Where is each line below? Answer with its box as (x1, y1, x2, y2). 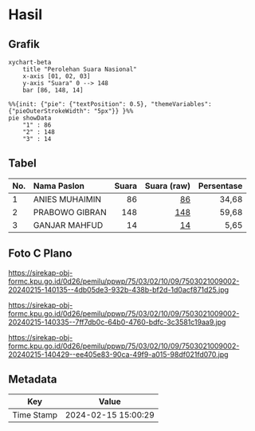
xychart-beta (8, 58, 52, 66)
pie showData (8, 114, 52, 122)
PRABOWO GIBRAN (33, 206, 107, 217)
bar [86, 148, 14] (22, 86, 84, 94)
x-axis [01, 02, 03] (22, 72, 91, 80)
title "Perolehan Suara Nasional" (22, 65, 137, 73)
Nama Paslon (33, 180, 85, 191)
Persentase (198, 180, 243, 191)
